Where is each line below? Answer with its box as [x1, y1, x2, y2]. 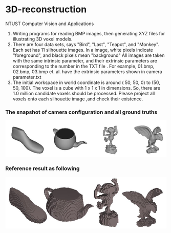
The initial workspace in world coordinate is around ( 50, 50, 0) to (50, [12, 79, 160, 86]
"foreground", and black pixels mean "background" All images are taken [12, 52, 165, 58]
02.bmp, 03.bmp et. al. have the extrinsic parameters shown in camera [12, 68, 162, 75]
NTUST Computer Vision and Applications [5, 20, 94, 27]
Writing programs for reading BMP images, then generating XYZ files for [12, 30, 165, 36]
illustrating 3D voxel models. [12, 36, 73, 42]
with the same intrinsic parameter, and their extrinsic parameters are [12, 57, 157, 63]
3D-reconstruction [5, 4, 87, 15]
